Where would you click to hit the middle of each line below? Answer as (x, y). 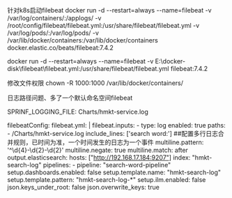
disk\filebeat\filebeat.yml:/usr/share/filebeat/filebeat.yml (88, 69)
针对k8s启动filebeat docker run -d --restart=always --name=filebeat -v (109, 10)
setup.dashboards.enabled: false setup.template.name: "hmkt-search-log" (114, 172)
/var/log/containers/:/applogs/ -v (54, 18)
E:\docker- (170, 61)
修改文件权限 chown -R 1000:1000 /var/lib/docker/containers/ (95, 83)
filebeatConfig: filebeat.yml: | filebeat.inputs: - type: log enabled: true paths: (116, 125)
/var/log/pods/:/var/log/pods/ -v (53, 33)
